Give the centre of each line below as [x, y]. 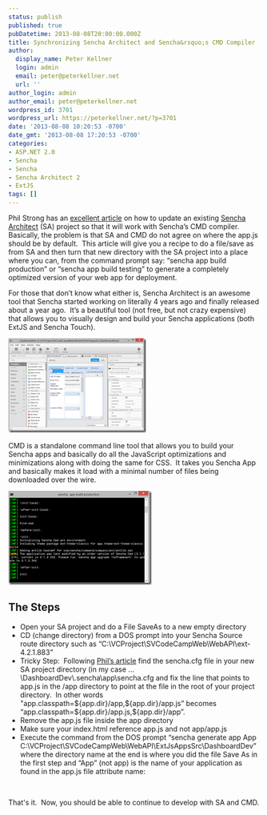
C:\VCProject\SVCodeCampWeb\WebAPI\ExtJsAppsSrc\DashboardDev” [138, 745]
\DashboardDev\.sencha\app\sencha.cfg [87, 677]
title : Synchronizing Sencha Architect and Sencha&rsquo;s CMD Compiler [132, 42]
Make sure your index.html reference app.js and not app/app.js [124, 729]
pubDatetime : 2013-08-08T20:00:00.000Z [75, 34]
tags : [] [23, 195]
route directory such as [58, 644]
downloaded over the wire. [52, 480]
